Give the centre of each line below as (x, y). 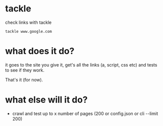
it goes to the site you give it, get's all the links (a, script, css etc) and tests (81, 64)
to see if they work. (25, 70)
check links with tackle (28, 22)
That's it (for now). (24, 79)
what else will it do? (46, 100)
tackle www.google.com (28, 31)
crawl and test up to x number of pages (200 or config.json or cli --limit (85, 113)
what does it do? (40, 51)
